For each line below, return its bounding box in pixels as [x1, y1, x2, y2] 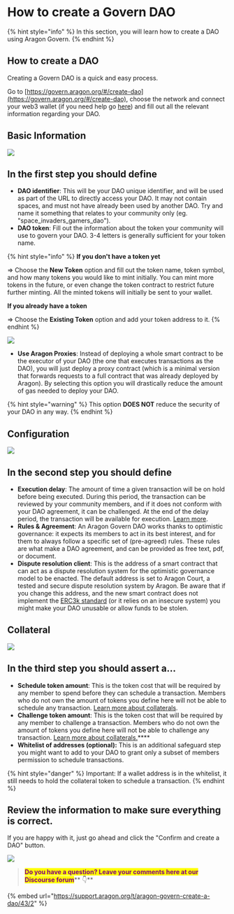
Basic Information [7, 130, 87, 142]
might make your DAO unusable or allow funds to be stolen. [17, 604, 189, 612]
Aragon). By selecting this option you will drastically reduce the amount [17, 379, 224, 388]
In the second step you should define [7, 466, 173, 478]
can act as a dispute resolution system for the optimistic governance [17, 567, 215, 575]
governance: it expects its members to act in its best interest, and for [17, 530, 216, 537]
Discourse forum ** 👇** [24, 876, 94, 884]
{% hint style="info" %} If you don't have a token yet [7, 253, 161, 261]
